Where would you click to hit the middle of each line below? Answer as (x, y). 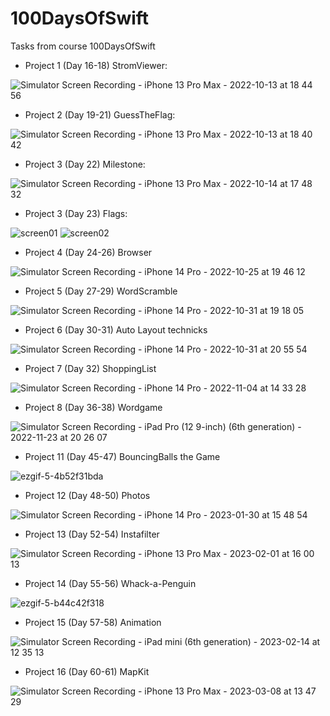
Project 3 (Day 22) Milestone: (85, 164)
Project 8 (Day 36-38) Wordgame (93, 407)
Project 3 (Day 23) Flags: (76, 213)
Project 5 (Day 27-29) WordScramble (101, 291)
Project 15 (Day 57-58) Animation (93, 622)
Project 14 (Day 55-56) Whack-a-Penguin (110, 583)
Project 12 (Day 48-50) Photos (87, 495)
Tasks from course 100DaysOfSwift (83, 46)
